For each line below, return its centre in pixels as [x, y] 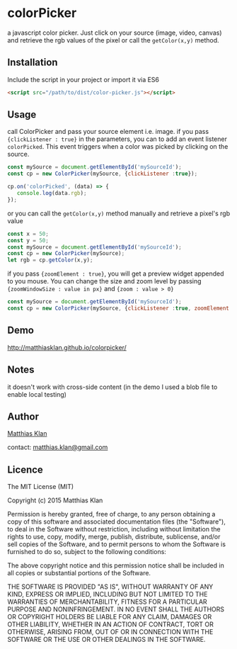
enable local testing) [37, 394]
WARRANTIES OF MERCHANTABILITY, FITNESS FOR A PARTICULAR [107, 602]
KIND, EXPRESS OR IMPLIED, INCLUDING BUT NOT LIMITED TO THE [108, 594]
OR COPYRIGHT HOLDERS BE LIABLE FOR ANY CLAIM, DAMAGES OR [110, 617]
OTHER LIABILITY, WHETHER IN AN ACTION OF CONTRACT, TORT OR [110, 624]
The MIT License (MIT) [41, 487]
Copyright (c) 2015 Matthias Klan [55, 500]
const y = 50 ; [28, 240]
